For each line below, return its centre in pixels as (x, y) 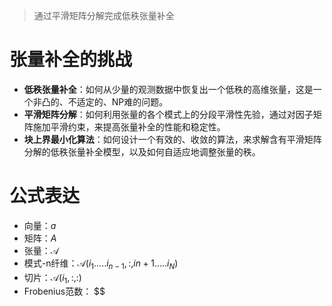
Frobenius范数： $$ (64, 291)
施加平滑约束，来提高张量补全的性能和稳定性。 (129, 126)
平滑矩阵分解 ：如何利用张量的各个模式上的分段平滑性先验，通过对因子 (168, 114)
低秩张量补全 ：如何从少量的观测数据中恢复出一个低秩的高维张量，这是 (168, 89)
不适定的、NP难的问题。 (118, 101)
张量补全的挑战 (71, 60)
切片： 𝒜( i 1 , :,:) (52, 278)
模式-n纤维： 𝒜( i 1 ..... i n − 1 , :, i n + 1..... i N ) (101, 264)
